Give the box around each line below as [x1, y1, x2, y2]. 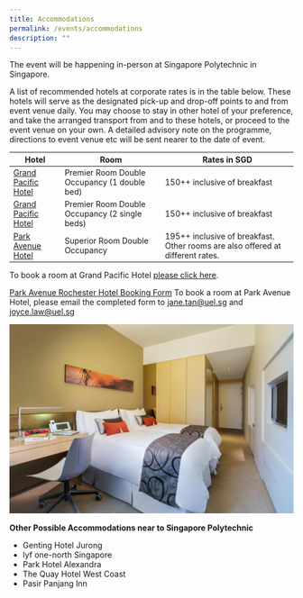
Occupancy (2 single [64, 208, 142, 220]
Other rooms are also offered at [165, 240, 281, 251]
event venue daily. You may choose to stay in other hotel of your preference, [9, 105, 294, 116]
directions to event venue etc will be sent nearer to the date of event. [9, 134, 266, 145]
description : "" [9, 33, 70, 42]
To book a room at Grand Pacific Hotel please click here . [9, 270, 219, 281]
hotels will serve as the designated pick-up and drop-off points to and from [9, 95, 289, 107]
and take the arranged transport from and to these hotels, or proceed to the [9, 115, 290, 126]
